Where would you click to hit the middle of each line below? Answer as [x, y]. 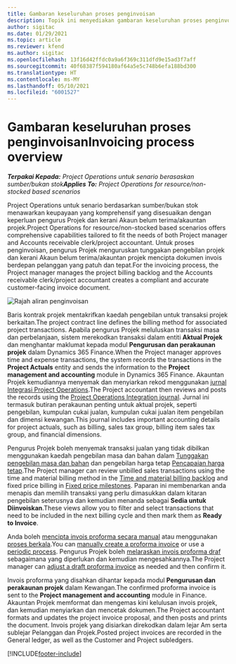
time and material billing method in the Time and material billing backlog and [118, 478]
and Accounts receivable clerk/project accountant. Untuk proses [101, 243]
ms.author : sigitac [36, 54]
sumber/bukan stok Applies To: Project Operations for [85, 184]
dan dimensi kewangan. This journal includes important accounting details [114, 420]
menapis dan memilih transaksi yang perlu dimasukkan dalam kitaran [107, 493]
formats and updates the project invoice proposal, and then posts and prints [117, 618]
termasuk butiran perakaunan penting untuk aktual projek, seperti [102, 405]
